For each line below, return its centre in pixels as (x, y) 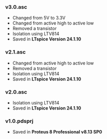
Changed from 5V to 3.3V (39, 18)
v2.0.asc (16, 92)
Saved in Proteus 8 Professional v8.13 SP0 (57, 132)
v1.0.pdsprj (19, 121)
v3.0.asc (16, 7)
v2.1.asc (16, 52)
